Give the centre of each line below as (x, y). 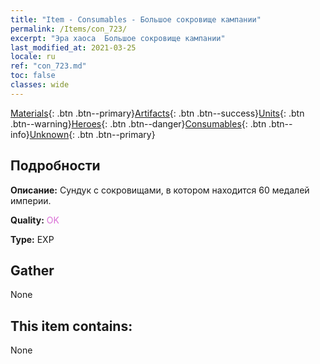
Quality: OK (35, 220)
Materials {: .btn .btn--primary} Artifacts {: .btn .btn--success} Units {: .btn (157, 113)
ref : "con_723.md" (48, 66)
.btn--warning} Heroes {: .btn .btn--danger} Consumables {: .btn (138, 123)
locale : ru (33, 57)
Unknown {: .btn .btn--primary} (92, 134)
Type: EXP (32, 239)
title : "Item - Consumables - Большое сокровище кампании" (136, 19)
